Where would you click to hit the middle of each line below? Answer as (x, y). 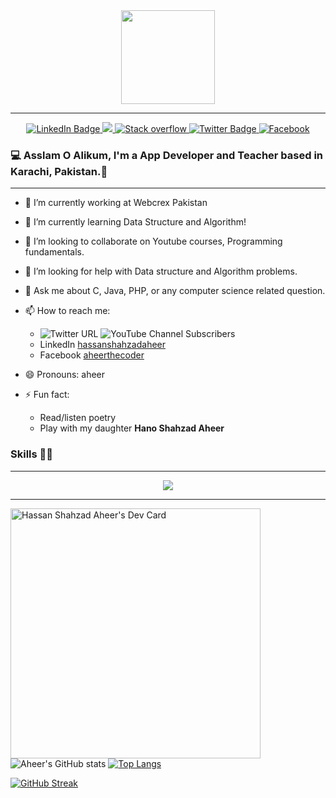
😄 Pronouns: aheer (65, 375)
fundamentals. (54, 252)
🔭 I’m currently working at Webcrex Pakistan (116, 203)
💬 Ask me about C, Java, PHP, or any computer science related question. (175, 291)
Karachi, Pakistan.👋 (59, 171)
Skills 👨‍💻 (32, 454)
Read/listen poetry (78, 418)
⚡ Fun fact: (47, 395)
